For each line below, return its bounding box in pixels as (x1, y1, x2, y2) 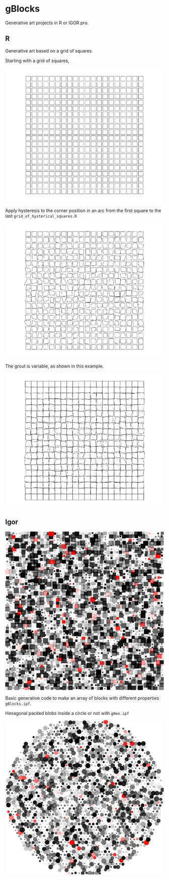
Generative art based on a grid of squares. (5, 47, 93, 54)
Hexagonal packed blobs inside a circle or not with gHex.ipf (5, 710, 129, 716)
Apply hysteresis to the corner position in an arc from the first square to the (5, 208, 161, 214)
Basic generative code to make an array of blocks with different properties (5, 695, 159, 701)
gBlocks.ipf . (5, 700, 32, 707)
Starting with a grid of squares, (5, 58, 69, 64)
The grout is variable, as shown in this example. (5, 363, 104, 369)
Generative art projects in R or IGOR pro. (5, 20, 89, 26)
